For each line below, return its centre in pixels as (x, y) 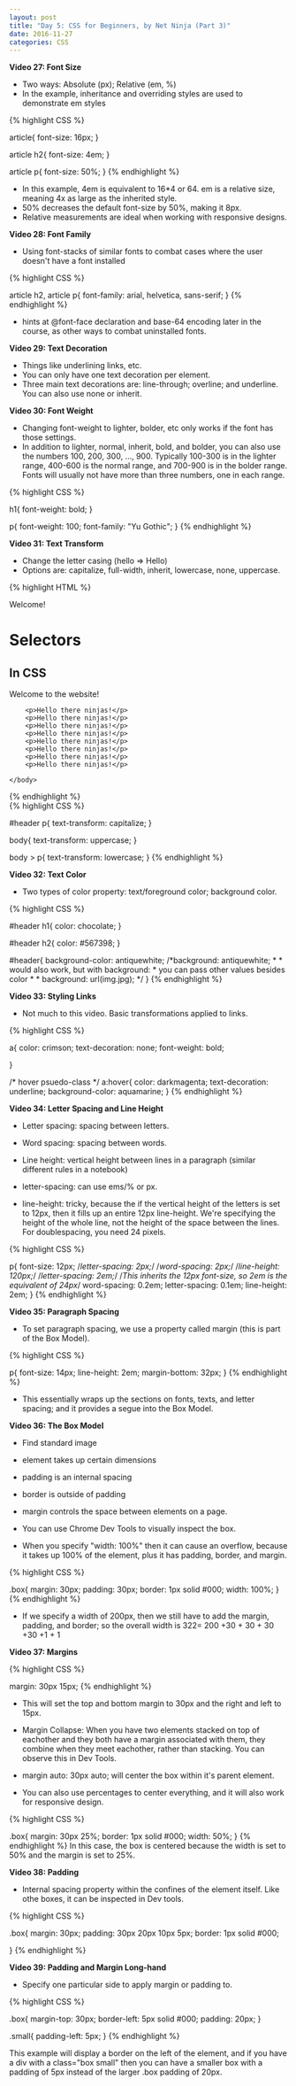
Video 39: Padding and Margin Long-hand (87, 1967)
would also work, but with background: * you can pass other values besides (147, 970)
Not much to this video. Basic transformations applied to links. (135, 1014)
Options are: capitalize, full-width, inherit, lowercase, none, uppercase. (151, 570)
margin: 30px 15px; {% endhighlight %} (80, 1687)
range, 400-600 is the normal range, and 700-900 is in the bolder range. (155, 466)
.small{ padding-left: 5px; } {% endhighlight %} (95, 2036)
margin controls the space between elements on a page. (125, 1511)
